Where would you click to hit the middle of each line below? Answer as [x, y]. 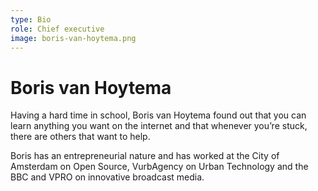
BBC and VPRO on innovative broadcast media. [107, 177]
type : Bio [31, 19]
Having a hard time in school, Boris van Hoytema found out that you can [158, 115]
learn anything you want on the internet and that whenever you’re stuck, [159, 126]
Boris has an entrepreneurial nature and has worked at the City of [145, 156]
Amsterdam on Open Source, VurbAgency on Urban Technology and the [159, 167]
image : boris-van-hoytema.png [73, 38]
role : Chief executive [57, 29]
